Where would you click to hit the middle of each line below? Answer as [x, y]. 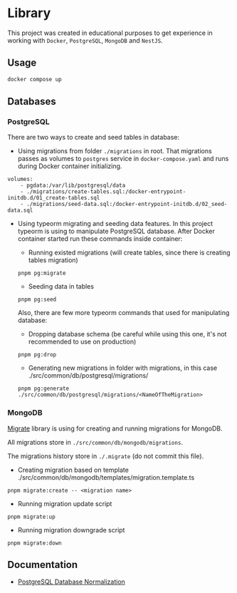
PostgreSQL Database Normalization [72, 582]
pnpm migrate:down [35, 543]
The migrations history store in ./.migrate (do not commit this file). [106, 456]
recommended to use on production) [82, 342]
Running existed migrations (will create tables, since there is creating [129, 253]
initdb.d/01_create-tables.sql [54, 198]
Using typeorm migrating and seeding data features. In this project [115, 224]
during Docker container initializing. [70, 166]
